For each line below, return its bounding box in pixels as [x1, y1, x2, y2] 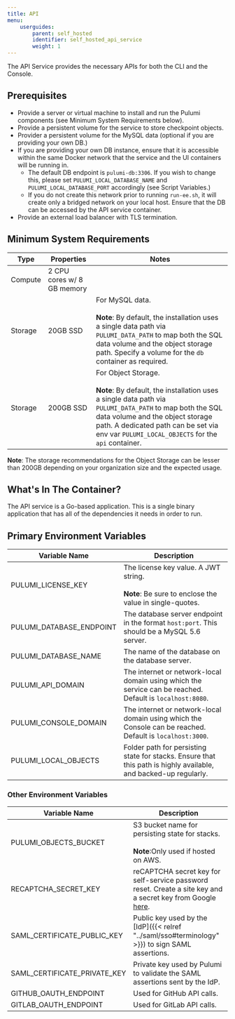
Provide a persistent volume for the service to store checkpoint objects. [17, 124, 224, 132]
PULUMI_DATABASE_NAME [10, 651, 101, 661]
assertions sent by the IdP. [132, 977, 220, 987]
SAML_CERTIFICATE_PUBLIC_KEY [10, 931, 124, 940]
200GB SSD [48, 403, 87, 413]
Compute [10, 274, 41, 284]
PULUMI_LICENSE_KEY [10, 580, 88, 590]
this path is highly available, [123, 760, 215, 770]
